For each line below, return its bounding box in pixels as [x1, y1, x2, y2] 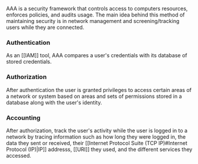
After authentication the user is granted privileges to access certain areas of [6, 86, 192, 93]
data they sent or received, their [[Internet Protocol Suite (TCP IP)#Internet [6, 139, 188, 146]
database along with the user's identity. [6, 99, 102, 106]
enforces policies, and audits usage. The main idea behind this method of [6, 11, 185, 18]
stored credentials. [6, 58, 52, 65]
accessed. [6, 152, 31, 159]
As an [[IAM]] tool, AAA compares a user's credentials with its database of [6, 52, 187, 59]
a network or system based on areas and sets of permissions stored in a [6, 93, 182, 100]
